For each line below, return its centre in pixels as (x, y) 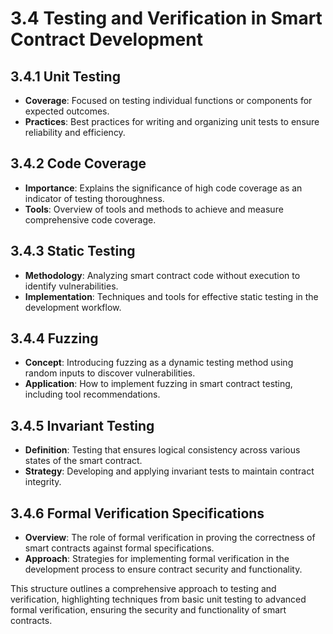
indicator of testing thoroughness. (94, 198)
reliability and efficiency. (75, 132)
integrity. (43, 482)
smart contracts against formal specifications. (119, 548)
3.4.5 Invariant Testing (82, 425)
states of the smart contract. (83, 461)
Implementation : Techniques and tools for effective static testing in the (171, 296)
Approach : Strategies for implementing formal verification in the (157, 559)
